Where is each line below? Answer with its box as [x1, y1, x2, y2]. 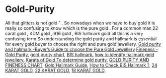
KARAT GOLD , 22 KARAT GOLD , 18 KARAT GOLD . [5, 67, 106, 73]
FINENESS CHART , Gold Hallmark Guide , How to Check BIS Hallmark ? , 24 [5, 62, 158, 68]
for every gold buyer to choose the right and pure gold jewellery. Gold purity [5, 41, 162, 47]
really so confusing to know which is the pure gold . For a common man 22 [5, 25, 158, 31]
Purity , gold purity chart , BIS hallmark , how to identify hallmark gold [15, 51, 155, 58]
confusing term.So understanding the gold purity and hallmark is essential [5, 36, 157, 42]
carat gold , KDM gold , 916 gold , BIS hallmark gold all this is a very [5, 30, 143, 36]
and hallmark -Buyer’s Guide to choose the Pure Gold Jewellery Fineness [5, 46, 155, 52]
